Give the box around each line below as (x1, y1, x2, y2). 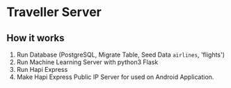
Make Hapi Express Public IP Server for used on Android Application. (16, 73, 214, 81)
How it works (6, 32, 65, 44)
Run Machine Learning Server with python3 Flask (16, 58, 159, 66)
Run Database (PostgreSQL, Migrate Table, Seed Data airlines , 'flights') (16, 50, 225, 59)
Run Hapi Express (16, 66, 68, 73)
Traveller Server (6, 4, 102, 20)
